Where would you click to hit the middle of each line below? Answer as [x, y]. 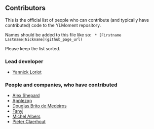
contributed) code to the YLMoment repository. [53, 25]
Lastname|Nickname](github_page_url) [44, 39]
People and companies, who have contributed [61, 85]
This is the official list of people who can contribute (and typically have [77, 20]
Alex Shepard [26, 96]
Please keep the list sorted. [33, 48]
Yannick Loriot [27, 72]
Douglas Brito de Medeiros [39, 106]
